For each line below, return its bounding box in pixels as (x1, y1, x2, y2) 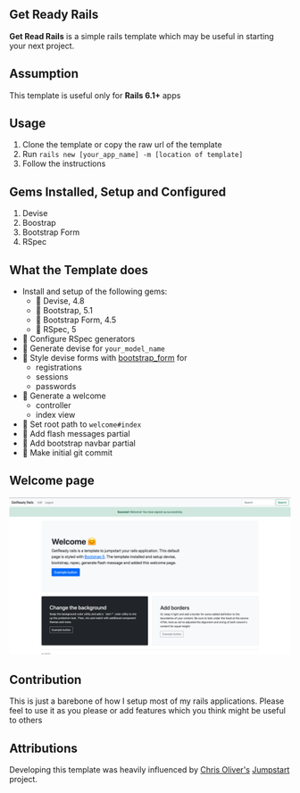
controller (35, 400, 71, 411)
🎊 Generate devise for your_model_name (21, 343, 165, 354)
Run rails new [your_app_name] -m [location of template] (21, 149, 244, 160)
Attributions (9, 740, 79, 755)
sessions (35, 371, 69, 382)
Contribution (9, 672, 82, 687)
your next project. (9, 40, 75, 51)
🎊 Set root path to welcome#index (21, 419, 142, 430)
